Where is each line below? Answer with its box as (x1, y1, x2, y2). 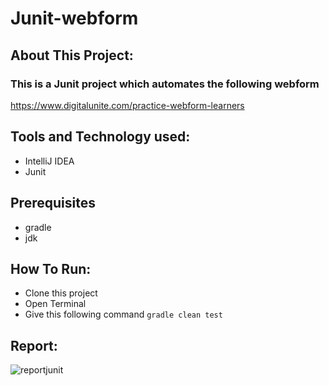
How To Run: (10, 260, 92, 277)
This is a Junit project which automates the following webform (10, 77, 320, 91)
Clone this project (24, 287, 98, 299)
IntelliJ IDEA (24, 155, 75, 167)
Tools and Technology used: (10, 128, 191, 146)
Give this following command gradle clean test (24, 308, 223, 321)
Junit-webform (10, 7, 139, 30)
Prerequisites (10, 195, 96, 212)
